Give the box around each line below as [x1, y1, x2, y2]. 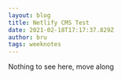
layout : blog [8, 11, 51, 20]
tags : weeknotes [8, 41, 61, 48]
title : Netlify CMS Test [8, 19, 90, 27]
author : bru [8, 33, 47, 41]
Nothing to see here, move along [8, 62, 114, 71]
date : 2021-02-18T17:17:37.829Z [8, 26, 114, 34]
